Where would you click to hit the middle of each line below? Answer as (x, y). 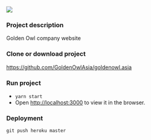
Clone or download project (46, 54)
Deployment (25, 118)
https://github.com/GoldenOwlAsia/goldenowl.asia (69, 67)
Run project (24, 83)
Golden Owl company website (44, 38)
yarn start (29, 97)
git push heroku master (36, 131)
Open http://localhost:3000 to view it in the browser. (80, 102)
